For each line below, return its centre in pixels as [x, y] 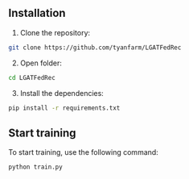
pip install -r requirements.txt [64, 108]
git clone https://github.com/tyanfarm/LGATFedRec [95, 48]
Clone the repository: [55, 32]
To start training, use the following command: [83, 152]
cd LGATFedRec [32, 77]
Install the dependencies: [62, 93]
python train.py [35, 167]
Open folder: [41, 63]
